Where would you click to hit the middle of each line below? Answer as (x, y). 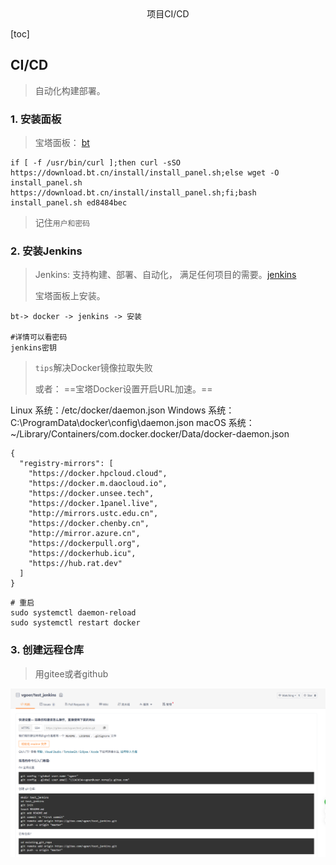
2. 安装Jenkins (46, 251)
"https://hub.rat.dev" (75, 564)
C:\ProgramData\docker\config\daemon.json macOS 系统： (132, 423)
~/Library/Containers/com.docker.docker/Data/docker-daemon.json (150, 434)
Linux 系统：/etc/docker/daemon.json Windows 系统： (122, 410)
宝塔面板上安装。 (70, 296)
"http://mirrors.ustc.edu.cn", (93, 514)
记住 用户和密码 (62, 223)
